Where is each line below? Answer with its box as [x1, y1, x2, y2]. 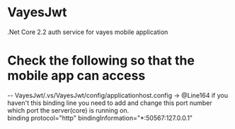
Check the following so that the [7, 52, 195, 69]
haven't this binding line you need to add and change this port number [7, 99, 212, 107]
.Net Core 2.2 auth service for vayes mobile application [7, 28, 168, 36]
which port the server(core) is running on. [7, 106, 130, 114]
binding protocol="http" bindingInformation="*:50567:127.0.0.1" [7, 113, 193, 122]
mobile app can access [7, 68, 146, 84]
